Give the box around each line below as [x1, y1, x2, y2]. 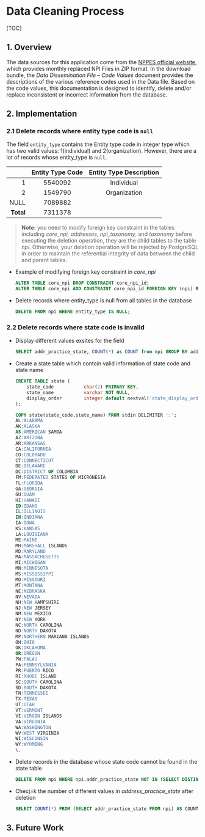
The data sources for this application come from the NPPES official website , [6, 58, 197, 65]
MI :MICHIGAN [15, 560, 46, 566]
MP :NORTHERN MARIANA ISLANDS [15, 634, 90, 640]
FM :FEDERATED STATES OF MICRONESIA [15, 475, 106, 481]
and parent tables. [21, 257, 68, 264]
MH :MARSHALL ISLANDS [15, 543, 68, 549]
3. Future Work [6, 823, 64, 833]
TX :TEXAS [15, 696, 38, 702]
